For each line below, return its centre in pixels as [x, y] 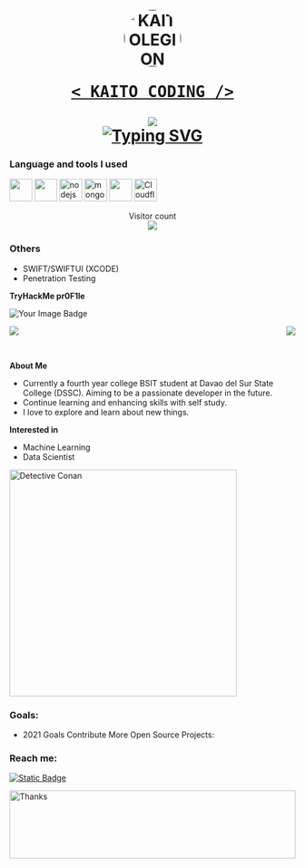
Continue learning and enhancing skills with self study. [124, 402]
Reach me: [33, 758]
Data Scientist [49, 456]
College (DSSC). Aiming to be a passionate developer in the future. [148, 393]
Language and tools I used [69, 164]
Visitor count [152, 216]
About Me [29, 366]
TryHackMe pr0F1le [47, 296]
